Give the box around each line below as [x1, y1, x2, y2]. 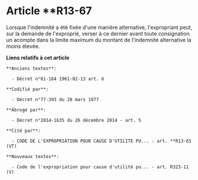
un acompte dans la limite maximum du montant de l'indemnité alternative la [6, 36, 191, 43]
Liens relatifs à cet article [6, 54, 70, 61]
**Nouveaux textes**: [6, 153, 60, 159]
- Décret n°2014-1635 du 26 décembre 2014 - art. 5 [11, 117, 142, 123]
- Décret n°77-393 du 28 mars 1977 [11, 97, 99, 102]
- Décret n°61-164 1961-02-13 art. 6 [11, 76, 105, 82]
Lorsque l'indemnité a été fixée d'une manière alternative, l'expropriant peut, [6, 24, 193, 31]
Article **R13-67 [6, 4, 92, 18]
